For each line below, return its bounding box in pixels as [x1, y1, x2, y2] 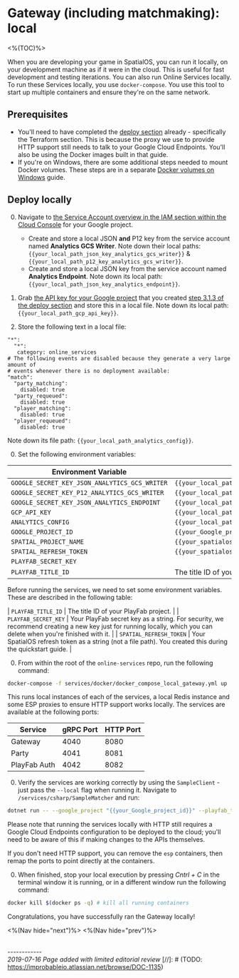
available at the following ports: [7, 708, 100, 716]
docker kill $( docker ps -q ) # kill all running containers [7, 900, 190, 907]
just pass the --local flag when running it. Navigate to [17, 786, 177, 795]
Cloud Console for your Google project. [17, 220, 134, 229]
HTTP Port [105, 725, 141, 735]
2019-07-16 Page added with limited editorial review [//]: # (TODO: [7, 955, 203, 964]
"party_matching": [14, 380, 69, 387]
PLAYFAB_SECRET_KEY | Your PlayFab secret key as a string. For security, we [7, 614, 224, 623]
